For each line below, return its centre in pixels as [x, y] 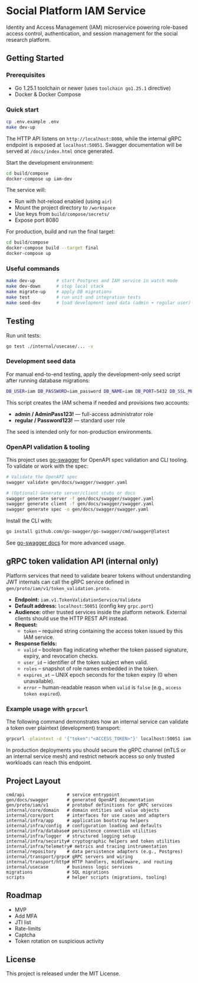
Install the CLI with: [29, 521]
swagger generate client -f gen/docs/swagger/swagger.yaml [80, 504]
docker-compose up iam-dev [39, 179]
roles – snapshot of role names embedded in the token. [91, 669]
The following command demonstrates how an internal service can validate [97, 722]
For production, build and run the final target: [61, 232]
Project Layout [33, 781]
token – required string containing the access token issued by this [103, 631]
